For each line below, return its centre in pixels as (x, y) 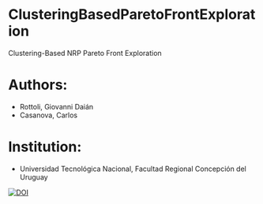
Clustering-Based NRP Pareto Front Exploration (85, 53)
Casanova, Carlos (48, 115)
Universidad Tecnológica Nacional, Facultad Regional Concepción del (133, 169)
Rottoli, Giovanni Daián (56, 106)
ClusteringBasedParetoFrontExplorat (132, 15)
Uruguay (34, 177)
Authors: (38, 85)
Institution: (45, 147)
